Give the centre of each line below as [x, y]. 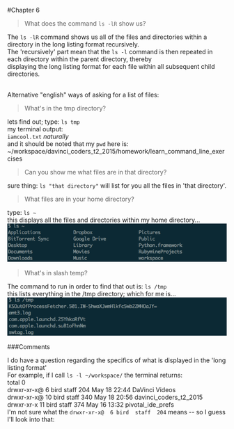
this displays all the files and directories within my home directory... [104, 220]
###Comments [29, 347]
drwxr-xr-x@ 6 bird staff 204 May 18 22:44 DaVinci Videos [92, 390]
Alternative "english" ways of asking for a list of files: [83, 95]
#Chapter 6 [24, 10]
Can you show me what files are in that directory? [95, 172]
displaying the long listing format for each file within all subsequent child [111, 66]
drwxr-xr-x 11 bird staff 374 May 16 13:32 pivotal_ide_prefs [91, 405]
